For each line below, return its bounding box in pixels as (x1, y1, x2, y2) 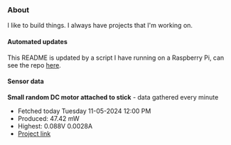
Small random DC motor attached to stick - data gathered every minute (7, 92, 219, 101)
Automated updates (7, 37, 68, 45)
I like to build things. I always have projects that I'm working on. (7, 21, 193, 30)
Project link (17, 129, 51, 138)
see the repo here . (7, 60, 62, 69)
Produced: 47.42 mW (17, 114, 80, 122)
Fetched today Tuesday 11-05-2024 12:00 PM (17, 107, 151, 115)
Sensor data (7, 77, 44, 86)
